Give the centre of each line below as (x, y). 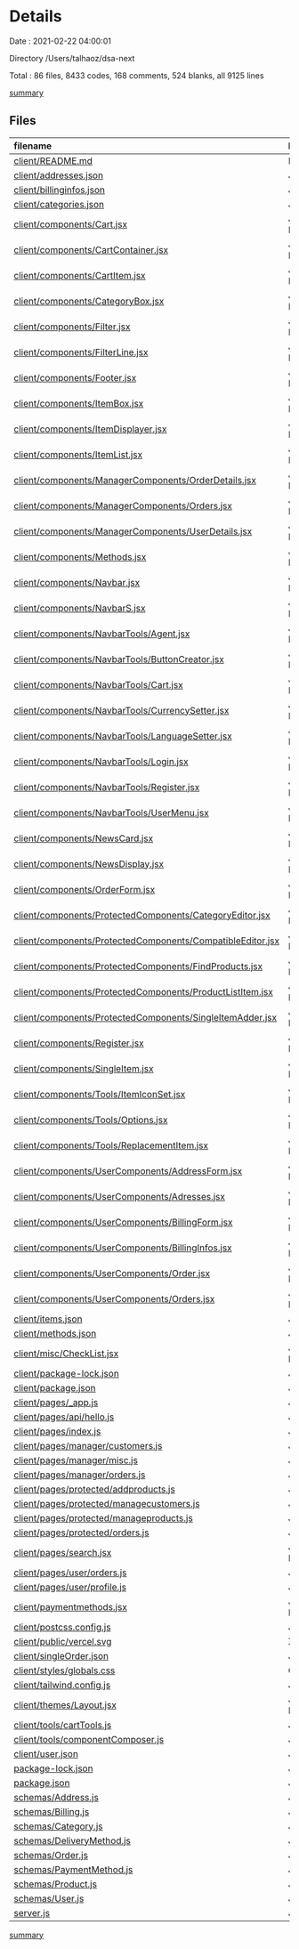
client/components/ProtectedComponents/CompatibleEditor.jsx (147, 941)
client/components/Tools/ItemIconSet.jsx (100, 1094)
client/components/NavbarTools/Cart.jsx (99, 684)
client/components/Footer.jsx (75, 377)
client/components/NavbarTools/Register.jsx (107, 787)
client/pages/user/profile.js (70, 1587)
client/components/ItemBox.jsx (79, 403)
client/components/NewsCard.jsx (84, 838)
